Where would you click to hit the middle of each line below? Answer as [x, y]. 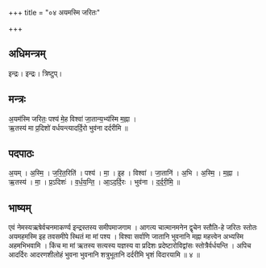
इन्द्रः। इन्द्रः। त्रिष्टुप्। [35, 73]
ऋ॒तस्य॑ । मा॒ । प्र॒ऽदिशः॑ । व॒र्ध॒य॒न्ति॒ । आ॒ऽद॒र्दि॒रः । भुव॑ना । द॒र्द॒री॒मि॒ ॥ [94, 182]
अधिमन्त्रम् [27, 54]
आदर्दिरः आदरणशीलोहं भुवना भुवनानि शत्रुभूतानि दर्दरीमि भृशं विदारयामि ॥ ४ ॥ [104, 255]
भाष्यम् [20, 208]
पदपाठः [21, 154]
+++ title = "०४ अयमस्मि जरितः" [54, 13]
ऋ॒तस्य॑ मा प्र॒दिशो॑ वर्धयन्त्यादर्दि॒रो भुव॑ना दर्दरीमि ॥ [69, 128]
